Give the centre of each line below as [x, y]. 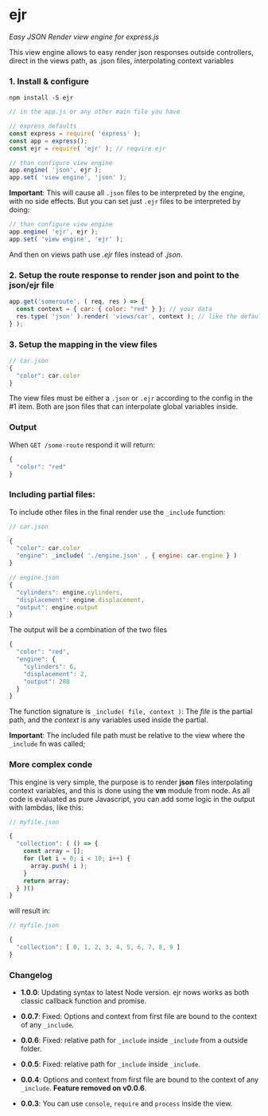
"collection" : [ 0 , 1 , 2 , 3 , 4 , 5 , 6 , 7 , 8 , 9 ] [99, 947]
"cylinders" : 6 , [50, 666]
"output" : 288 [47, 682]
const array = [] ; [54, 851]
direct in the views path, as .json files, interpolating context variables [121, 61]
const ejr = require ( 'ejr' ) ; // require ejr [87, 148]
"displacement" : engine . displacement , [81, 599]
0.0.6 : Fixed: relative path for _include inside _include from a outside [134, 1040]
